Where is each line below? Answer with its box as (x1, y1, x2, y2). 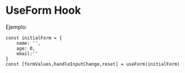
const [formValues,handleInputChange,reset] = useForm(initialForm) (5, 61, 180, 67)
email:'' (16, 50, 38, 57)
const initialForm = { (5, 35, 62, 41)
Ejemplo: (5, 23, 28, 31)
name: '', (16, 40, 41, 46)
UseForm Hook (5, 4, 81, 17)
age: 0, (16, 45, 35, 51)
